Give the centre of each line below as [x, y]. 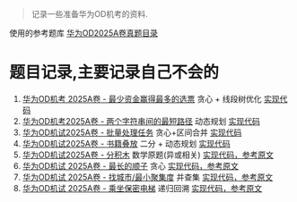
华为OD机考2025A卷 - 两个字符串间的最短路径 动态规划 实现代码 [141, 121]
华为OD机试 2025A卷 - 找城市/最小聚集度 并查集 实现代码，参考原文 [148, 177]
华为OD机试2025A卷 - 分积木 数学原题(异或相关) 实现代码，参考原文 [148, 155]
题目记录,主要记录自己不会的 [114, 73]
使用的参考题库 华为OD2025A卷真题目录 [84, 33]
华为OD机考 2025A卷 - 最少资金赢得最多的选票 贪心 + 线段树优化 [142, 98]
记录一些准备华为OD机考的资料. [89, 14]
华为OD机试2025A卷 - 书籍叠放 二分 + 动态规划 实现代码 [126, 143]
